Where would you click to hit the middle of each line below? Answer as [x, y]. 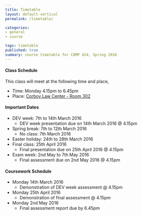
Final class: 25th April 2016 [39, 144]
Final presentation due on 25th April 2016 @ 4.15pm [71, 150]
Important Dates [22, 107]
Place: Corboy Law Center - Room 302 [51, 96]
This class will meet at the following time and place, [57, 81]
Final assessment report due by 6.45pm [60, 208]
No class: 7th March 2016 [45, 134]
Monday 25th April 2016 [36, 192]
